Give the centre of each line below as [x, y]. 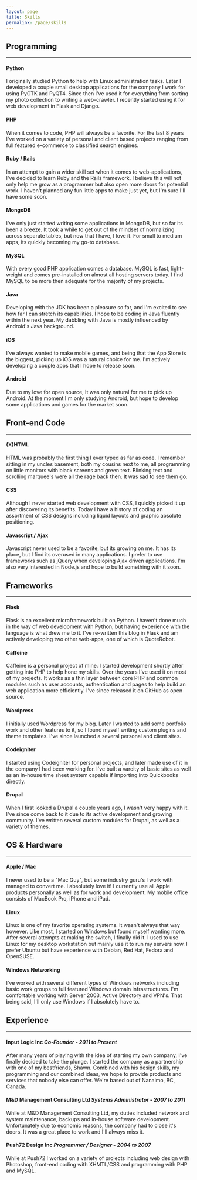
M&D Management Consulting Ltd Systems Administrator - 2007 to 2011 [96, 1100]
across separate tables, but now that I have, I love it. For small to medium [94, 236]
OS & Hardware [34, 845]
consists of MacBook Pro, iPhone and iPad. [58, 899]
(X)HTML [18, 445]
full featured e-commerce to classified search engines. [72, 145]
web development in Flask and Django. [53, 106]
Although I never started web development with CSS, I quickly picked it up [96, 503]
